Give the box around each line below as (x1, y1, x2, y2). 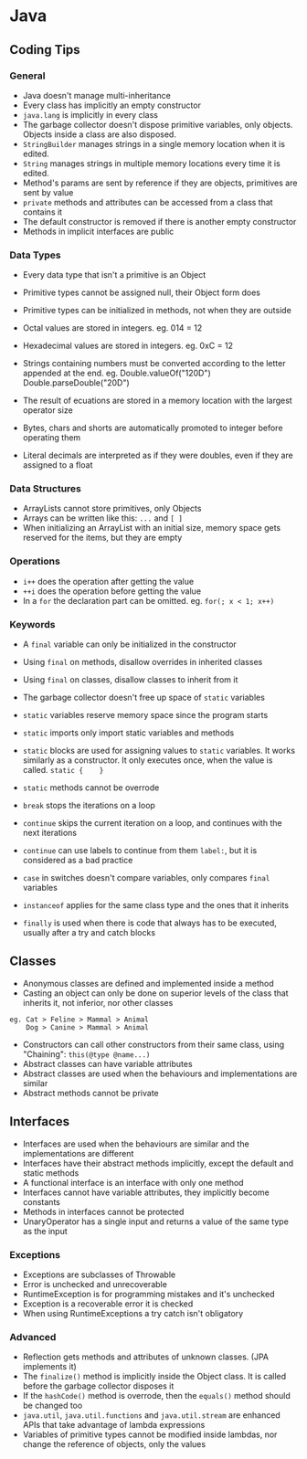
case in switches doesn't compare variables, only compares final (22, 872, 270, 883)
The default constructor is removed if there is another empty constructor (22, 216, 297, 227)
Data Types (9, 248, 61, 261)
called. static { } (22, 765, 104, 776)
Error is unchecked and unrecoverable (22, 1278, 167, 1289)
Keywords (9, 618, 56, 630)
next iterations (22, 828, 78, 839)
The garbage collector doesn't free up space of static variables (22, 692, 265, 703)
